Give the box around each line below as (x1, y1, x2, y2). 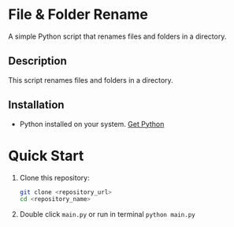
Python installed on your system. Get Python (19, 119, 165, 128)
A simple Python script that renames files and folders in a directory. (8, 32, 227, 41)
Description (8, 54, 67, 68)
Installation (8, 99, 65, 112)
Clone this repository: (19, 173, 90, 182)
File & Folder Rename (8, 6, 148, 24)
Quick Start (8, 147, 84, 165)
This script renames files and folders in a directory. (8, 75, 173, 84)
